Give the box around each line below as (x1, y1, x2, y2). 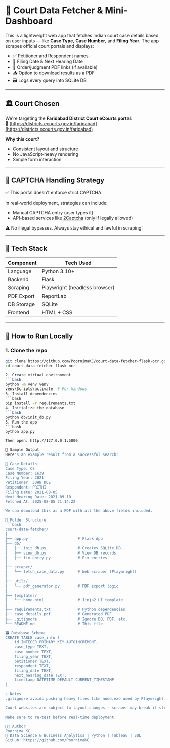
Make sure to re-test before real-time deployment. (5, 714, 116, 720)
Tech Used (65, 259, 92, 266)
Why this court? (5, 136, 40, 142)
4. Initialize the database (5, 405, 65, 410)
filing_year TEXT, (14, 654, 53, 659)
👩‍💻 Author (5, 724, 26, 729)
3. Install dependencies (5, 391, 58, 397)
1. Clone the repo (5, 347, 48, 354)
